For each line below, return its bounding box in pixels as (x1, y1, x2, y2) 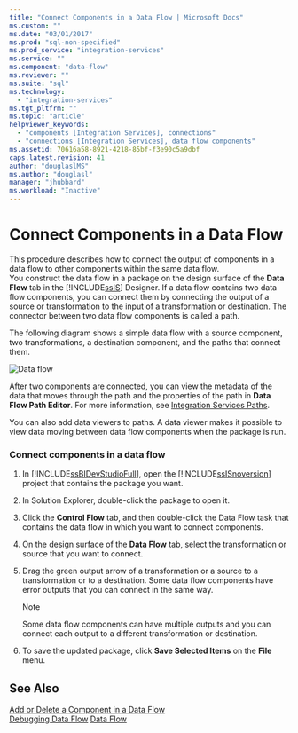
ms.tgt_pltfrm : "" (9, 104, 77, 113)
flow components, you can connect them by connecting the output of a (9, 291, 270, 302)
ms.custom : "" (9, 21, 62, 30)
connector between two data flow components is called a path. (9, 310, 240, 320)
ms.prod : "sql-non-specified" (9, 37, 122, 47)
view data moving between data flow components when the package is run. (9, 426, 286, 437)
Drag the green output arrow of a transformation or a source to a (21, 565, 259, 577)
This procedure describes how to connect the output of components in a (9, 254, 275, 264)
